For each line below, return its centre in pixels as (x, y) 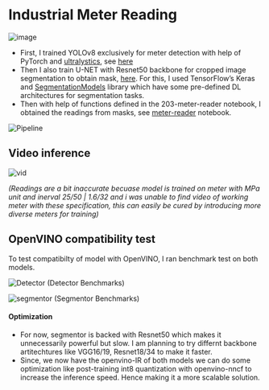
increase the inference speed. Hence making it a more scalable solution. (140, 377)
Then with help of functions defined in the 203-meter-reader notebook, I (141, 104)
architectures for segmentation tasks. (82, 95)
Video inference (50, 153)
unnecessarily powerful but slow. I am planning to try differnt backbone (139, 343)
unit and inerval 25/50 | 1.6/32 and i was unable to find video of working (128, 197)
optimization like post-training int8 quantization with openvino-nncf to (136, 368)
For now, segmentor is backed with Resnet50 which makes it (120, 335)
